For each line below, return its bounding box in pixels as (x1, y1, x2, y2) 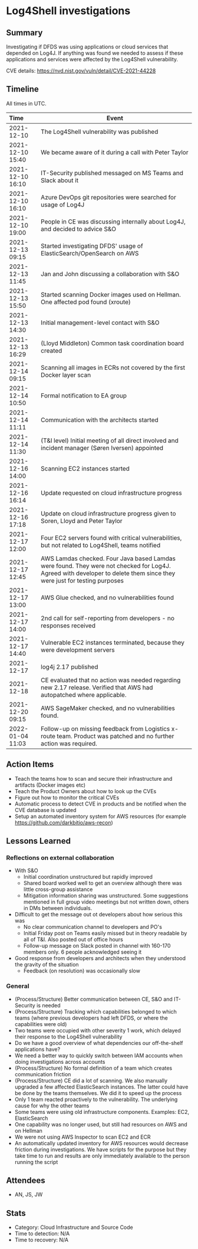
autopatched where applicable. (41, 691, 127, 699)
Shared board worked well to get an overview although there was (23, 880, 182, 887)
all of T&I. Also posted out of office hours (23, 936, 124, 943)
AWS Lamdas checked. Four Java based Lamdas (41, 554, 176, 563)
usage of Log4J (41, 201, 85, 209)
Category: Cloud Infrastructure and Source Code (14, 1224, 134, 1231)
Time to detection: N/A (14, 1230, 70, 1237)
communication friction (14, 1070, 71, 1077)
